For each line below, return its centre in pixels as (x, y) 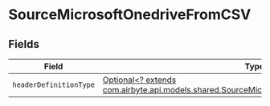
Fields (24, 44)
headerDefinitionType (53, 85)
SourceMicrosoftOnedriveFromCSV (130, 15)
